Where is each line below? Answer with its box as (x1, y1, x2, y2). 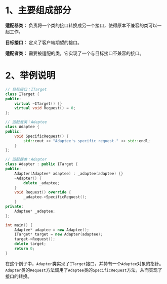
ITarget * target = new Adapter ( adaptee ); (14, 232, 103, 237)
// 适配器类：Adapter (5, 157, 47, 162)
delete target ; (14, 241, 47, 247)
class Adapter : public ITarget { (5, 161, 78, 167)
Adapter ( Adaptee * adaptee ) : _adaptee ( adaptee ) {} (14, 171, 123, 176)
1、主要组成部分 (5, 5, 72, 16)
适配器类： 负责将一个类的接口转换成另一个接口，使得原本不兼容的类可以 (5, 22, 157, 28)
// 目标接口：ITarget (5, 87, 47, 92)
